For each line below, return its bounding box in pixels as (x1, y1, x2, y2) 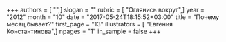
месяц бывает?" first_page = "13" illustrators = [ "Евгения (6, 20, 173, 28)
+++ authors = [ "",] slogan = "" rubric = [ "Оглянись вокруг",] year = (6, 6, 205, 14)
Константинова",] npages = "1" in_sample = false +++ (6, 27, 162, 35)
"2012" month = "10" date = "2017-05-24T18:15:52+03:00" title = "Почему (6, 13, 219, 21)
